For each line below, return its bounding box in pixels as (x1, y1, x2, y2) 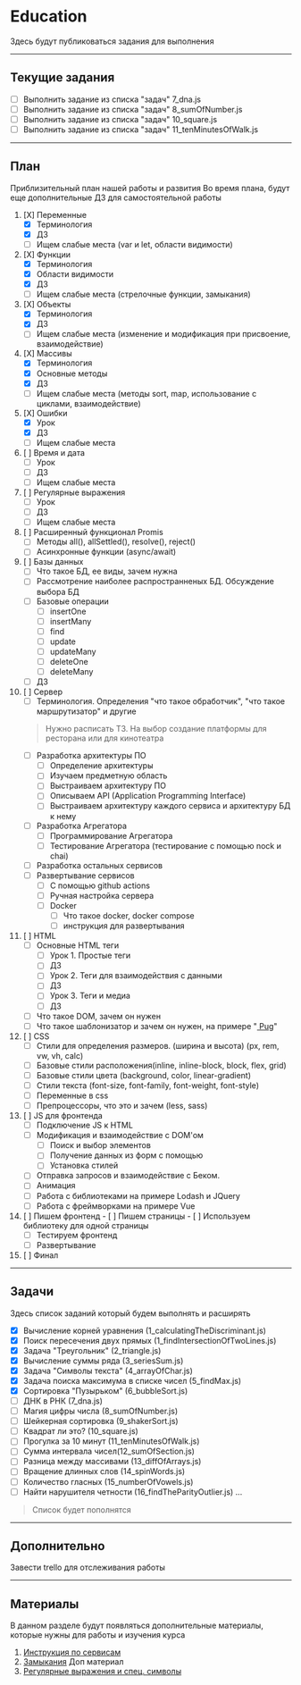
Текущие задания (10, 70, 115, 86)
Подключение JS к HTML (36, 1119, 133, 1131)
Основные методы (36, 368, 108, 379)
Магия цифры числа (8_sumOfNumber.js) (22, 1405, 178, 1417)
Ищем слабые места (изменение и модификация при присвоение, (36, 329, 291, 340)
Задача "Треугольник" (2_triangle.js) (22, 1345, 162, 1355)
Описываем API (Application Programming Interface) (49, 791, 247, 801)
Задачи (10, 1284, 54, 1299)
